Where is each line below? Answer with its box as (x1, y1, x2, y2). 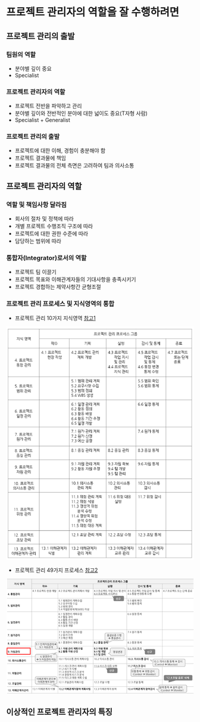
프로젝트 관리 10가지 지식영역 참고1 (14, 314, 96, 322)
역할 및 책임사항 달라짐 (6, 200, 67, 208)
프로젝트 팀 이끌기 (14, 269, 57, 276)
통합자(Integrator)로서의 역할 (6, 254, 87, 262)
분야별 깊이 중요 (14, 65, 52, 72)
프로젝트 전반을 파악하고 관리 (14, 102, 82, 110)
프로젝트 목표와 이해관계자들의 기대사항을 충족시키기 (14, 276, 136, 283)
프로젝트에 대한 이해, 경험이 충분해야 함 (14, 147, 106, 154)
